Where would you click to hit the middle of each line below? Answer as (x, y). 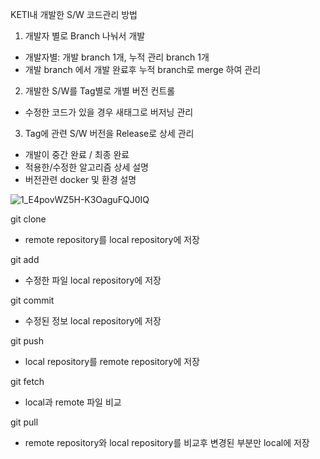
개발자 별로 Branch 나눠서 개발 (85, 36)
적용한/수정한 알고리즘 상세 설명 (86, 167)
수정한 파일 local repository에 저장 (93, 280)
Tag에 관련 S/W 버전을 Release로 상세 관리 (109, 133)
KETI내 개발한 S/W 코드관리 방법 (74, 14)
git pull (24, 422)
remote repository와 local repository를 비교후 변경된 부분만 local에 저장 (167, 442)
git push (27, 341)
